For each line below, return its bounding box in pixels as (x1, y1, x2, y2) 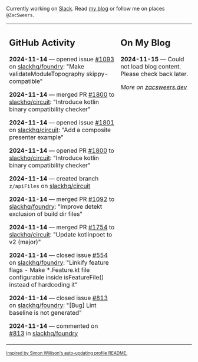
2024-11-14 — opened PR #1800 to (9, 146, 115, 154)
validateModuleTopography (9, 70, 85, 78)
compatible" (9, 77, 43, 85)
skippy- (86, 70, 109, 78)
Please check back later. (120, 70, 189, 78)
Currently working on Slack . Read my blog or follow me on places (6, 5, 165, 12)
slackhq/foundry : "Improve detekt (9, 202, 103, 210)
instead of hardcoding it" (9, 280, 78, 288)
